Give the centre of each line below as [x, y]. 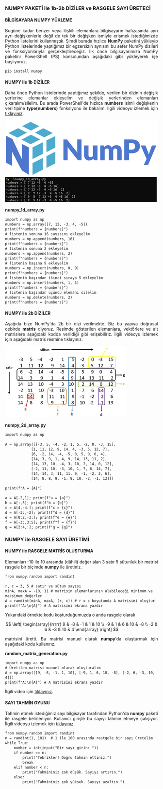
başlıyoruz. [16, 62]
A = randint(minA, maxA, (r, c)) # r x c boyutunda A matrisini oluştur [80, 601]
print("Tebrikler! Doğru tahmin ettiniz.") [67, 758]
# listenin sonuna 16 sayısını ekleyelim [48, 234]
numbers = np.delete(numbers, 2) [39, 298]
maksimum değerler [24, 596]
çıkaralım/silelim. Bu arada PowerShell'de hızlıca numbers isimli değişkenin [82, 103]
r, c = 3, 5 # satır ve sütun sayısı [43, 586]
